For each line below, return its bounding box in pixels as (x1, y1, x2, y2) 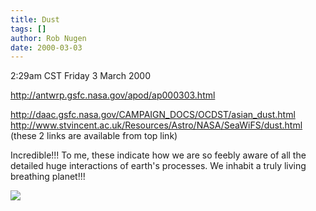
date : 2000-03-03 (10, 42, 83, 53)
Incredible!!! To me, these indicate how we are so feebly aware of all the (10, 149, 307, 161)
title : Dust (10, 14, 60, 25)
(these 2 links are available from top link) (10, 130, 178, 142)
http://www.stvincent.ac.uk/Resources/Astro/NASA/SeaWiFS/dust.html (10, 119, 303, 131)
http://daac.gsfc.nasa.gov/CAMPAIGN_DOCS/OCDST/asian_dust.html (10, 109, 296, 121)
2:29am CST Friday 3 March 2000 (10, 70, 152, 82)
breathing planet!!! (10, 171, 86, 183)
